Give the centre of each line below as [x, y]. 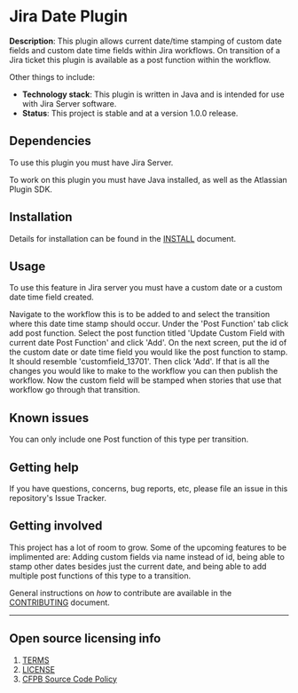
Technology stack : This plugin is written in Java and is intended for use [153, 94]
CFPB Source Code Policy [70, 679]
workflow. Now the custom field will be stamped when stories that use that [145, 380]
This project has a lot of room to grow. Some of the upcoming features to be [148, 547]
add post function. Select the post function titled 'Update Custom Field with [147, 333]
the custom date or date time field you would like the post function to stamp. [149, 352]
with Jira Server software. [69, 103]
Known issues [49, 418]
